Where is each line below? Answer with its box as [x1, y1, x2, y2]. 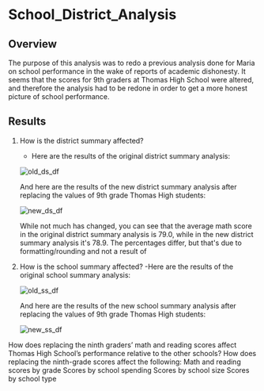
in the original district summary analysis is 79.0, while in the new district [19, 229, 255, 239]
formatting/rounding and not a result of [19, 246, 147, 255]
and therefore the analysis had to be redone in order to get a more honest [8, 83, 247, 93]
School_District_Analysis [8, 6, 177, 24]
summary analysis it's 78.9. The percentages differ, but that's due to [19, 238, 243, 247]
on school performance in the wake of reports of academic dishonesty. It [8, 67, 247, 76]
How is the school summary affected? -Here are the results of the [19, 262, 234, 271]
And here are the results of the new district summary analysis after [19, 182, 237, 191]
